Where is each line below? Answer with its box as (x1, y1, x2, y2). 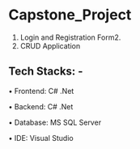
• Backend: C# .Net (8, 101, 74, 111)
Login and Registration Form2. (19, 32, 121, 42)
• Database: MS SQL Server (8, 117, 102, 127)
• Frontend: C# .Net (8, 86, 74, 96)
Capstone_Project (8, 6, 132, 24)
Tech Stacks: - (8, 65, 83, 79)
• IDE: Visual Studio (8, 133, 74, 143)
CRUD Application (19, 40, 81, 50)
